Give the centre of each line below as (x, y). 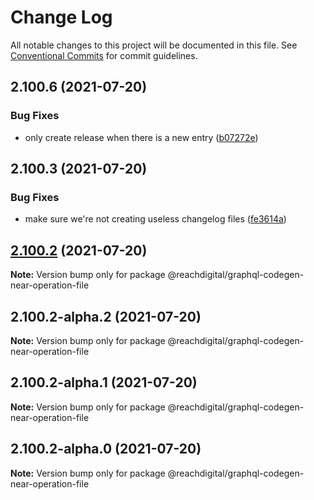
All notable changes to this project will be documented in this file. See (154, 45)
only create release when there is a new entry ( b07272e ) (141, 137)
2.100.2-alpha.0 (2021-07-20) (106, 449)
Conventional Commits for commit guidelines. (104, 55)
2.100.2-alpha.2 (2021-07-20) (106, 316)
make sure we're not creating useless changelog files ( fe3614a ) (155, 219)
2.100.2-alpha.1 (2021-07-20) (104, 382)
